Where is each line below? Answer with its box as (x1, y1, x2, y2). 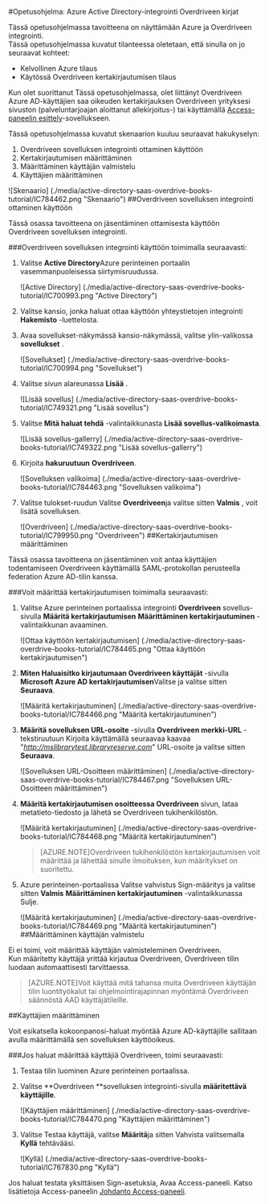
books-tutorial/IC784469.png (19, 921, 118, 931)
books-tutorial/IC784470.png (19, 1114, 117, 1124)
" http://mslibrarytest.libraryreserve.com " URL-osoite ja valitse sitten (19, 742, 246, 751)
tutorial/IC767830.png (19, 1162, 93, 1172)
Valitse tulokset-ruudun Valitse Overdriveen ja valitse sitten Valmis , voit (19, 498, 259, 507)
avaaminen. (69, 620, 108, 630)
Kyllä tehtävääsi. (19, 1138, 75, 1148)
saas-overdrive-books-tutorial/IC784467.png (19, 775, 169, 784)
